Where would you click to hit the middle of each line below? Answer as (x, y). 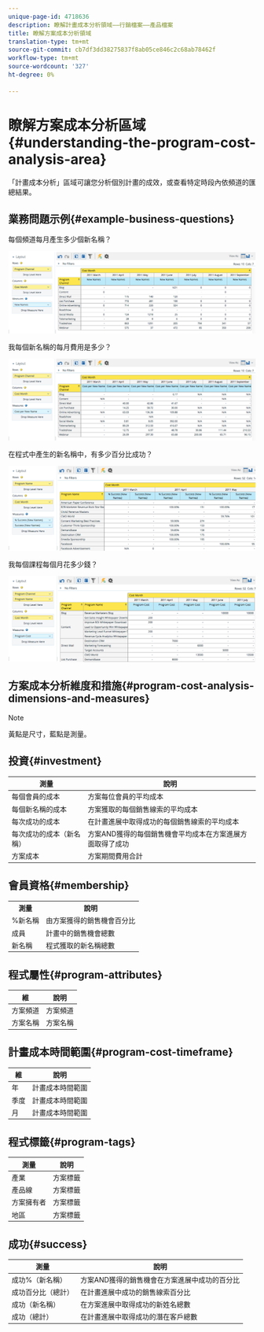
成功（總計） (32, 1317)
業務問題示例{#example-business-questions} (121, 219)
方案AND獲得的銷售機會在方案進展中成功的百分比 (160, 1279)
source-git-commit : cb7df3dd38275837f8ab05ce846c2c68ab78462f (112, 50)
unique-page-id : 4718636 (49, 17)
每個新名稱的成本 (39, 809)
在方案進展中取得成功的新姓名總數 (136, 1304)
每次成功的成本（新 (42, 834)
